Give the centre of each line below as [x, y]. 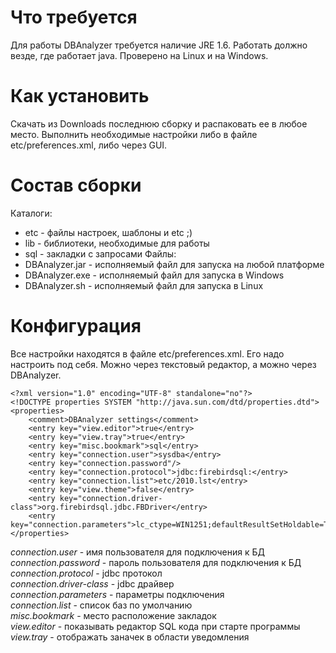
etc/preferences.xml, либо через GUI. [89, 145]
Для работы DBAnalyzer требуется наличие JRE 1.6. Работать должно [159, 45]
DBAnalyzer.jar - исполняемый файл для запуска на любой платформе [174, 264]
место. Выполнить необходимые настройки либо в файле [134, 134]
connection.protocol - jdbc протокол [86, 573]
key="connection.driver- [111, 498]
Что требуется [74, 17]
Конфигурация [76, 326]
